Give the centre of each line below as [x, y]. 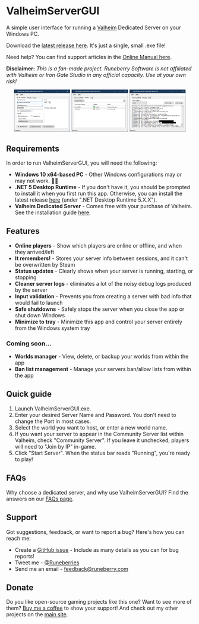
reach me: [18, 538]
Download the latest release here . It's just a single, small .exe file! [86, 45]
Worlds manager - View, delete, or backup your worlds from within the [102, 357]
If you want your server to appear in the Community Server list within [99, 434]
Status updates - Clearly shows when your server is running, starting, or [104, 271]
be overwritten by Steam [45, 264]
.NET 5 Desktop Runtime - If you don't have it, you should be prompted [102, 187]
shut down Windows [40, 315]
